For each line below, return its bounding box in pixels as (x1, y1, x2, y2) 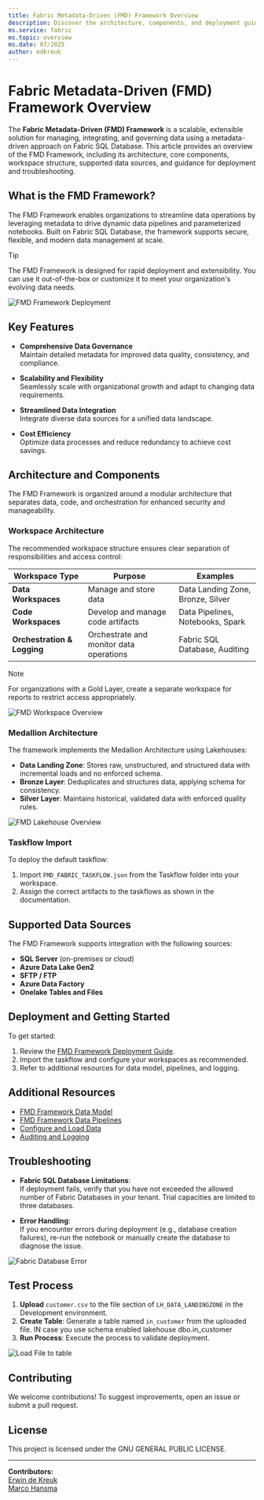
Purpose (113, 570, 146, 581)
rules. (19, 802, 38, 811)
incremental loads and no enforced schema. (19, 768, 163, 778)
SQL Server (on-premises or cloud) (19, 954, 135, 964)
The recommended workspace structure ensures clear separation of (8, 544, 230, 553)
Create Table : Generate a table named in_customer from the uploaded (19, 1317, 247, 1326)
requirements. (19, 390, 65, 400)
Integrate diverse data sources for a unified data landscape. (19, 414, 214, 423)
